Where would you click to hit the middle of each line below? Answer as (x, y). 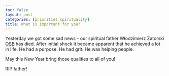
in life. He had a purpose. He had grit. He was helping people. (70, 49)
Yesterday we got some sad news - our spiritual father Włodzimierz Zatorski (85, 39)
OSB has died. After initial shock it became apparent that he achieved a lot (83, 44)
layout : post (19, 15)
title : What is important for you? (43, 24)
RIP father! (16, 69)
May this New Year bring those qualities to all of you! (60, 59)
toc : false (17, 10)
